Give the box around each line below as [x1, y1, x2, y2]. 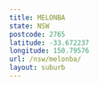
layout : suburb [9, 64, 66, 73]
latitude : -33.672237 [9, 38, 90, 47]
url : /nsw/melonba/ [9, 55, 82, 64]
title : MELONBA [9, 13, 66, 22]
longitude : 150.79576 [9, 47, 90, 56]
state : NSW [9, 21, 50, 30]
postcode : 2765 [9, 30, 66, 39]
